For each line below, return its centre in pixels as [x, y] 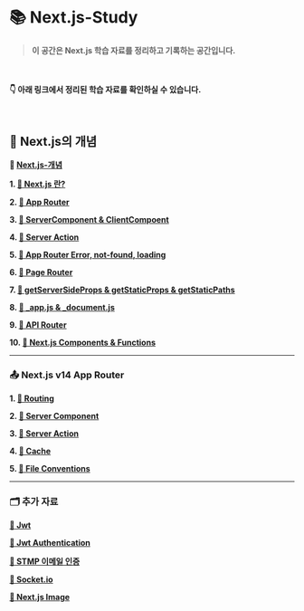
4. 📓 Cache [30, 451]
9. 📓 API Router [38, 325]
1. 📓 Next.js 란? [38, 184]
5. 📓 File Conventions [50, 468]
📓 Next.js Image [40, 597]
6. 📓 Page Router [41, 272]
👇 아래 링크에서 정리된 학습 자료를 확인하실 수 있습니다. [105, 90]
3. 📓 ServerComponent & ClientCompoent [89, 220]
